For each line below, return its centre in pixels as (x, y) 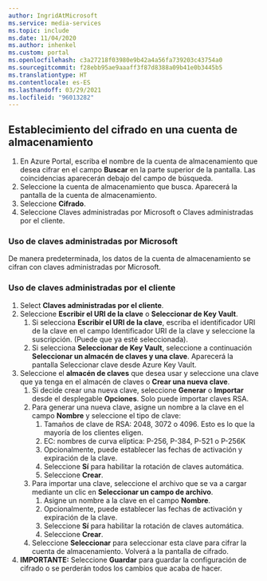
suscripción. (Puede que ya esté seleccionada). (110, 339)
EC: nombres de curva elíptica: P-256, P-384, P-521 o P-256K (145, 441)
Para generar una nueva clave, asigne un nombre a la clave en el (138, 407)
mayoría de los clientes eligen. (93, 433)
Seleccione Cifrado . (53, 204)
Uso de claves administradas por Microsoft (93, 241)
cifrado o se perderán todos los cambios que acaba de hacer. (121, 568)
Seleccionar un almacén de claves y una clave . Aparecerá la (132, 356)
